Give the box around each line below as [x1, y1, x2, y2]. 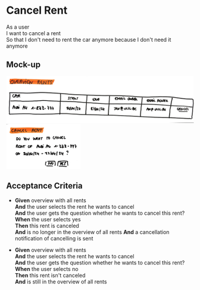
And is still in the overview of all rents [14, 278, 107, 285]
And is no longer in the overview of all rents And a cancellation [14, 228, 170, 236]
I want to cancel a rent [6, 29, 61, 36]
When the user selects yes [14, 215, 82, 223]
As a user [6, 23, 30, 30]
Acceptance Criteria [6, 181, 83, 191]
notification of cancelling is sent [14, 235, 93, 242]
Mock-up [6, 60, 40, 70]
